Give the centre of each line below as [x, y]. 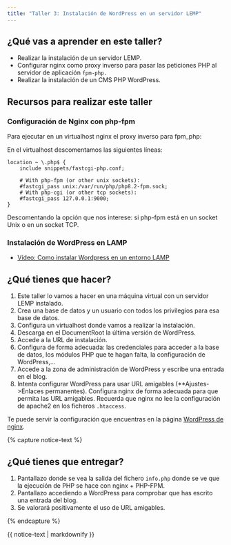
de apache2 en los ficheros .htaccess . [71, 406]
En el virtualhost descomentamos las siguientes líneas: [85, 150]
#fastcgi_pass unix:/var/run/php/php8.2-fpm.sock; [94, 187]
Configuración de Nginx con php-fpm [71, 121]
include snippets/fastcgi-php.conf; [72, 169]
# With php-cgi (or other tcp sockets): [78, 193]
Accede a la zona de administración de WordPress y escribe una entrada [121, 369]
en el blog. [32, 377]
